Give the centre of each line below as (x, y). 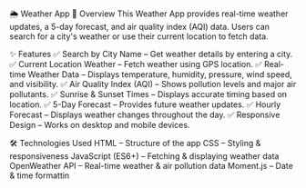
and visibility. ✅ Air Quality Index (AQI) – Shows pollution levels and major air (153, 84)
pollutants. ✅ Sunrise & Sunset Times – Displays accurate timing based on (148, 94)
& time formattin (40, 175)
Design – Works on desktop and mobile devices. (100, 125)
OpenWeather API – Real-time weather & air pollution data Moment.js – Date (151, 166)
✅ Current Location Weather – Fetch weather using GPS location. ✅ (136, 64)
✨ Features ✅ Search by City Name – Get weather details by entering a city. (151, 54)
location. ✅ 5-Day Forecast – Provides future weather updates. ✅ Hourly (145, 104)
